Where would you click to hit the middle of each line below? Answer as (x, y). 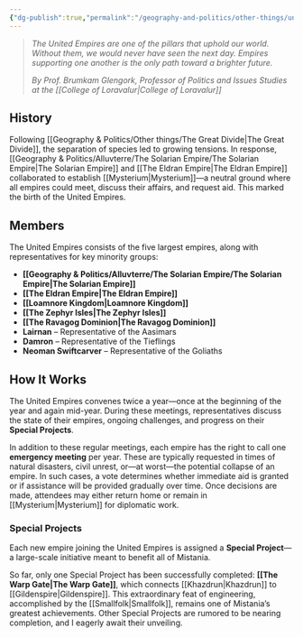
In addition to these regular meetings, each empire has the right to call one (148, 448)
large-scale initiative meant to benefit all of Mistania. (113, 558)
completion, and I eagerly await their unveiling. (96, 623)
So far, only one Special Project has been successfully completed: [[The (144, 575)
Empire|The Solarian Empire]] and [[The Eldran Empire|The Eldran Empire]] (148, 169)
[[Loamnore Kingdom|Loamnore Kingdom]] (106, 303)
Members (37, 225)
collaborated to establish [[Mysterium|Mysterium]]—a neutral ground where (150, 178)
